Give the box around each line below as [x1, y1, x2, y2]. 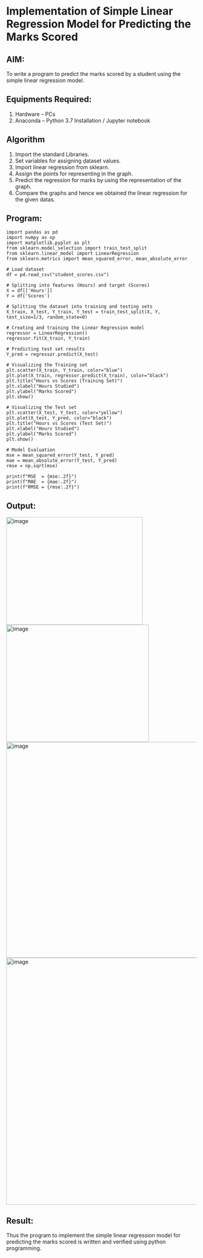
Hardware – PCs [14, 110, 56, 118]
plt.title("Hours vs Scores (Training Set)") [6, 378, 123, 384]
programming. [6, 1245, 42, 1252]
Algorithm [6, 135, 45, 145]
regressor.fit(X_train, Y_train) [6, 336, 91, 342]
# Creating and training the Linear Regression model [6, 325, 145, 331]
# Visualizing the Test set [6, 405, 77, 411]
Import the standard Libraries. [14, 150, 89, 158]
